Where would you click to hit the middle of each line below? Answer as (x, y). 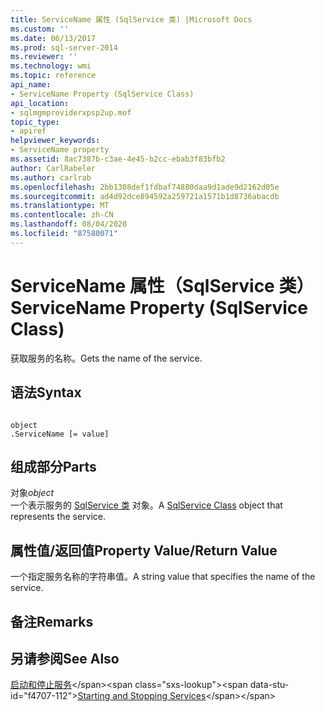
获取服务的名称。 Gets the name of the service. (106, 358)
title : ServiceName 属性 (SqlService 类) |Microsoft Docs (131, 19)
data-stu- (269, 685)
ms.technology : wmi (51, 66)
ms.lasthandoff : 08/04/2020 (69, 224)
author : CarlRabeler (53, 168)
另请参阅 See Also (65, 658)
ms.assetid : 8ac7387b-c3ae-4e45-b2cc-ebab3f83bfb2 (118, 159)
